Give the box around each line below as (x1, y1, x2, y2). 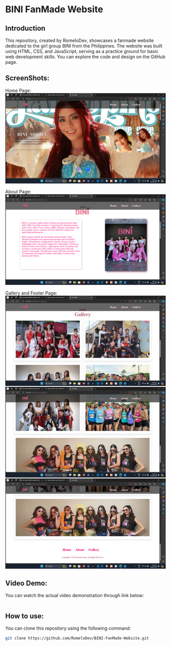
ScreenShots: (5, 74, 50, 83)
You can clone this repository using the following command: (5, 625, 131, 631)
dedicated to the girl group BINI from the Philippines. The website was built (5, 43, 163, 49)
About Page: (5, 189, 32, 195)
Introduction (5, 24, 46, 33)
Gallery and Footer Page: (5, 290, 58, 296)
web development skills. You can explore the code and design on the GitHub (5, 54, 165, 60)
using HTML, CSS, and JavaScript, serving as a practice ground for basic (5, 48, 159, 54)
